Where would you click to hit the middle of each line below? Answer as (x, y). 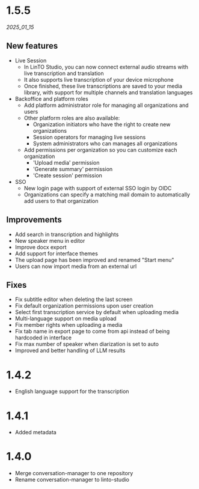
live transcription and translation (64, 73)
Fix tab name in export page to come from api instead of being (92, 332)
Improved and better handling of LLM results (70, 351)
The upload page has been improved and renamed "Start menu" (94, 260)
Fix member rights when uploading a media (69, 325)
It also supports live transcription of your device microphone (99, 79)
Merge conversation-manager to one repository (74, 473)
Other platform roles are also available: (72, 118)
